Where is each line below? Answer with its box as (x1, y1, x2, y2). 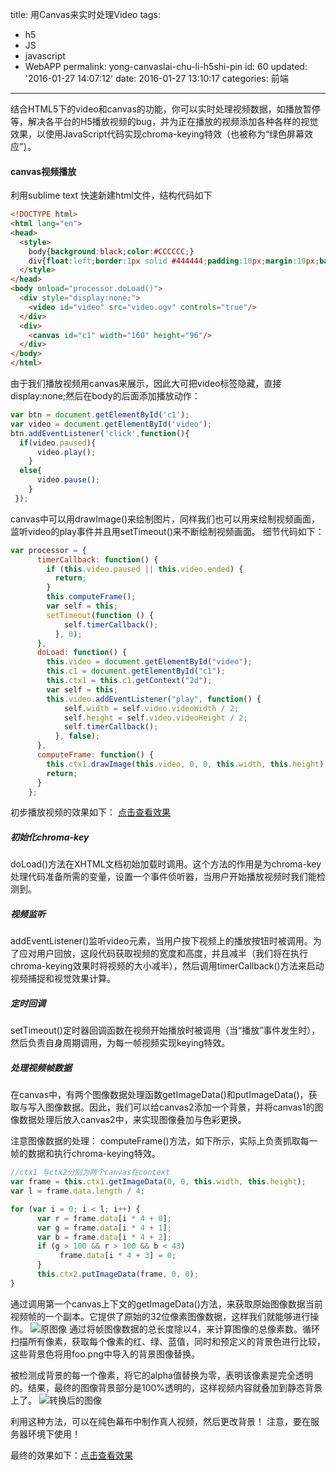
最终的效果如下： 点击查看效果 (10, 1449, 133, 1461)
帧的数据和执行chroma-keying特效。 (10, 1148, 161, 1160)
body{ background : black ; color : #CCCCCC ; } (28, 246, 195, 257)
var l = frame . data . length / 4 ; (10, 1186, 145, 1197)
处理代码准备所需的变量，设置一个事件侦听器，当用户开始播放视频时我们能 (10, 871, 317, 883)
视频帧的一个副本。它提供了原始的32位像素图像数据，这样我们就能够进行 (10, 1310, 311, 1322)
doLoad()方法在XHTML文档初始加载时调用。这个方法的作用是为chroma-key (10, 858, 322, 870)
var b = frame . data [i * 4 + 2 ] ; (36, 1232, 172, 1242)
